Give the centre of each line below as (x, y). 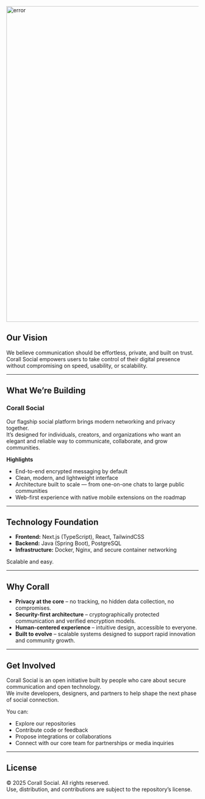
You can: (17, 711)
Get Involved (31, 665)
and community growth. (45, 640)
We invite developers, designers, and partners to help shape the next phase (102, 693)
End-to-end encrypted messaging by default (71, 471)
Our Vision (27, 338)
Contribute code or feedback (52, 730)
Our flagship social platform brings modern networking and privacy (91, 421)
